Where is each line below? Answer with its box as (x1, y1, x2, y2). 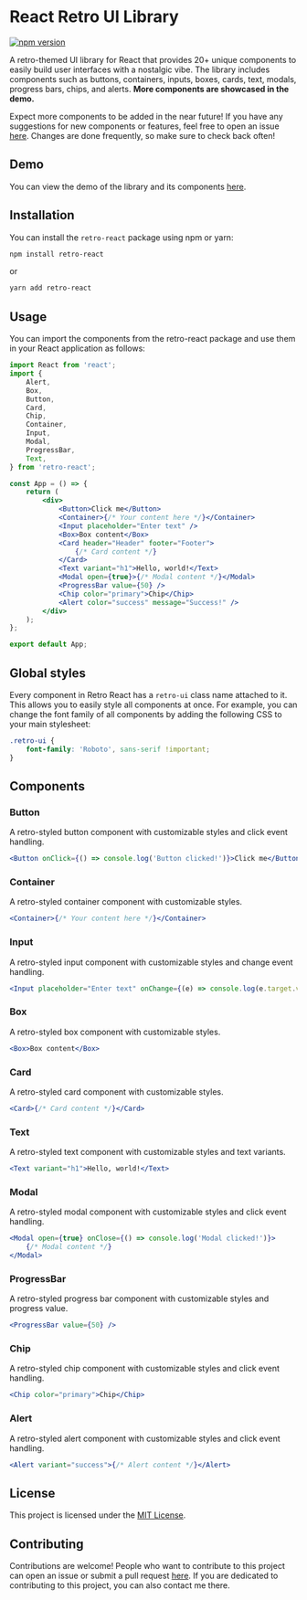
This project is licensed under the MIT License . (9, 1510, 186, 1521)
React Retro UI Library (9, 6, 180, 27)
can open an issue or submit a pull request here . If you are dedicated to (9, 1570, 279, 1582)
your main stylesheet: (9, 718, 91, 729)
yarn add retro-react (9, 283, 92, 293)
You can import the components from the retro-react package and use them (9, 334, 296, 344)
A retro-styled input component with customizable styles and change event (9, 957, 294, 968)
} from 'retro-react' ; (9, 462, 96, 472)
